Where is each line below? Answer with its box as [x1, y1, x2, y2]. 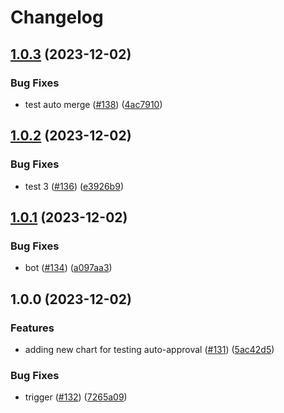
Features [10, 321, 55, 335]
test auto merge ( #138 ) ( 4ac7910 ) [24, 98, 163, 110]
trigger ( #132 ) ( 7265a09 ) [24, 391, 128, 403]
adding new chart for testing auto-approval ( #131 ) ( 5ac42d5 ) [24, 343, 275, 355]
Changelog [10, 6, 104, 29]
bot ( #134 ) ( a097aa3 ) [24, 262, 113, 274]
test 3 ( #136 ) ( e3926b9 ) [24, 180, 124, 192]
